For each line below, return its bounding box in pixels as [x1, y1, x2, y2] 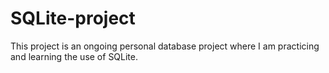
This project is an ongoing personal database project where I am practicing [10, 40, 320, 52]
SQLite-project [10, 7, 136, 30]
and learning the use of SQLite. [10, 50, 139, 62]
